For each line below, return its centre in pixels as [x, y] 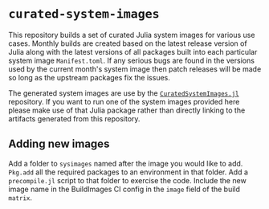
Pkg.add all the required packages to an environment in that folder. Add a [128, 172]
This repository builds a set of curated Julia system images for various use [132, 35]
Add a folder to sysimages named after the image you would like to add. [126, 163]
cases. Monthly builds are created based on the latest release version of [128, 43]
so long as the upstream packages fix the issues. [89, 77]
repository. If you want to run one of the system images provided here [124, 101]
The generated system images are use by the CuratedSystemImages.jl [124, 93]
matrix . [20, 197]
